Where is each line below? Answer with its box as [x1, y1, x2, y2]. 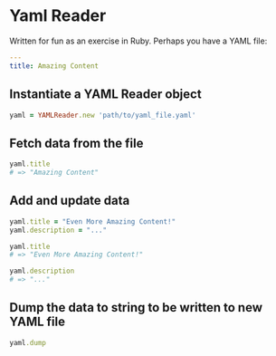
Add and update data [9, 193, 130, 208]
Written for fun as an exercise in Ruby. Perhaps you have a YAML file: [9, 35, 268, 46]
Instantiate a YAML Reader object [9, 87, 202, 102]
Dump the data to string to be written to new [9, 300, 262, 315]
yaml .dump [9, 338, 47, 347]
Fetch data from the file [9, 135, 144, 150]
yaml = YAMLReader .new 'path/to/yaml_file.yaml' [9, 111, 196, 120]
